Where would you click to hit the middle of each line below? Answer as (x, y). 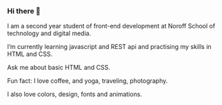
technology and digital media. (49, 33)
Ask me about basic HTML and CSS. (59, 68)
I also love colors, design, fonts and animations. (75, 94)
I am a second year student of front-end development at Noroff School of (111, 26)
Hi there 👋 (24, 11)
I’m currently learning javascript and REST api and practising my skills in (109, 47)
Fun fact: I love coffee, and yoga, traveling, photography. (88, 81)
